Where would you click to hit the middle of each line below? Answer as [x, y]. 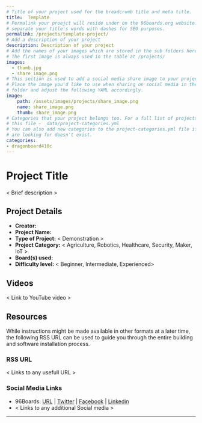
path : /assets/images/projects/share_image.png [78, 101]
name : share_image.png [45, 107]
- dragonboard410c [29, 146]
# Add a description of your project [54, 40]
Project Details [34, 211]
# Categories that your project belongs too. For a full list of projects [102, 118]
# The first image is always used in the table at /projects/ [86, 57]
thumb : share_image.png [47, 113]
